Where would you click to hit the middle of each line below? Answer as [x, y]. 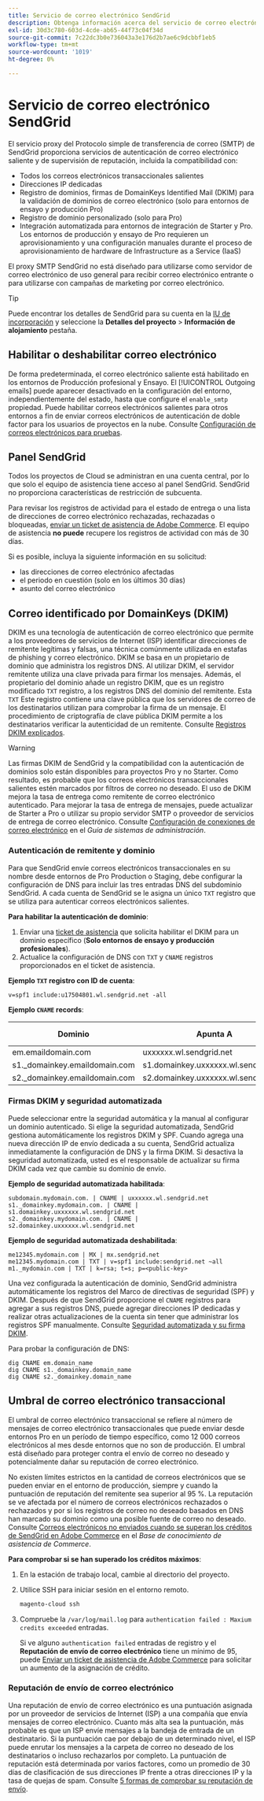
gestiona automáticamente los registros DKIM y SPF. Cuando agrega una [126, 1135]
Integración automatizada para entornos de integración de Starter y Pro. [136, 226]
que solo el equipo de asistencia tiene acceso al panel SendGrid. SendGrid [129, 484]
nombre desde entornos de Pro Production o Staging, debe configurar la [125, 876]
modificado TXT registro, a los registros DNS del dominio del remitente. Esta [130, 691]
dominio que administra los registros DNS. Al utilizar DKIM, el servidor [121, 666]
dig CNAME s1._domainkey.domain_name [70, 1370]
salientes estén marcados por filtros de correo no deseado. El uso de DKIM [130, 789]
